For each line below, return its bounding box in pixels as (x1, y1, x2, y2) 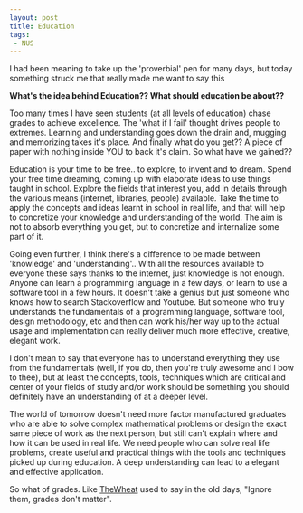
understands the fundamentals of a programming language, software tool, (9, 307, 285, 318)
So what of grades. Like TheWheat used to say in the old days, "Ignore (9, 484, 273, 495)
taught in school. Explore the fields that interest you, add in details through (9, 183, 288, 195)
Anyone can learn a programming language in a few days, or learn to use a (9, 278, 288, 289)
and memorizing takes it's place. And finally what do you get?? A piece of (9, 137, 283, 147)
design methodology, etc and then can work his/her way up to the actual (9, 316, 280, 327)
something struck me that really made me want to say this (9, 73, 225, 84)
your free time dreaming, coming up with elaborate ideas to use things (9, 174, 271, 185)
